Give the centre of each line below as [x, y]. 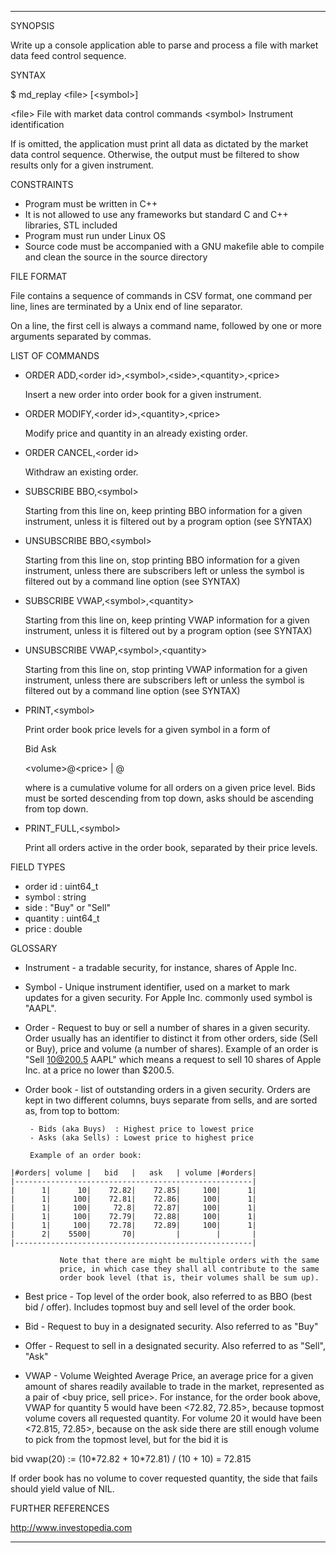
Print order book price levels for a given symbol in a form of [147, 729]
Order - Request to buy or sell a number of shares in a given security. [167, 1027]
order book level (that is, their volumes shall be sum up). [189, 1278]
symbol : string [55, 897]
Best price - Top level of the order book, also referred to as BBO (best [168, 1296]
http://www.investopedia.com [71, 1527]
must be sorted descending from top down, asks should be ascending [169, 798]
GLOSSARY [34, 948]
